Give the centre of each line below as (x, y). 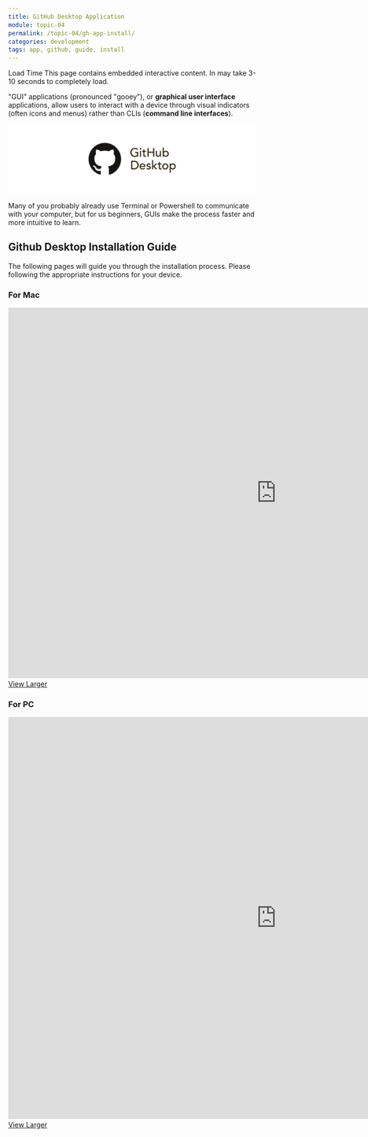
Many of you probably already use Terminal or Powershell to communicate (129, 205)
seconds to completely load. (63, 82)
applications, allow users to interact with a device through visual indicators (129, 105)
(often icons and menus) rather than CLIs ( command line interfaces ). (121, 113)
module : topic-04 (37, 25)
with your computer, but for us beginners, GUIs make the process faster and (132, 214)
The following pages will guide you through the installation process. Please (129, 266)
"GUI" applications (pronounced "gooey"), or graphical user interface (122, 97)
